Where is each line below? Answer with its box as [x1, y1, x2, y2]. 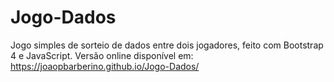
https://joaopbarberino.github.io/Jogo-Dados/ [10, 60, 200, 72]
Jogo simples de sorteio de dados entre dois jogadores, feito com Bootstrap [10, 39, 324, 51]
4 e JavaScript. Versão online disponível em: [10, 49, 194, 61]
